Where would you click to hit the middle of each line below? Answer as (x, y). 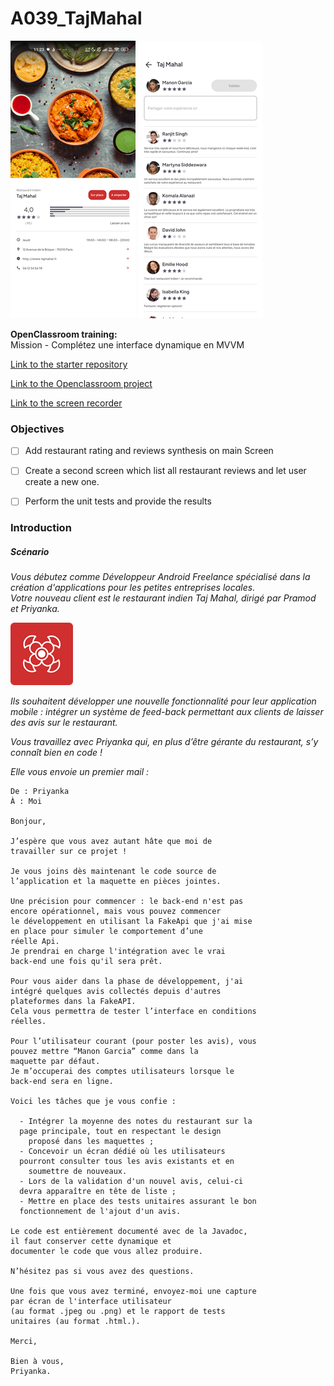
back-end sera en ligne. (62, 1082)
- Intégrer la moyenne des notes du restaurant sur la (136, 1122)
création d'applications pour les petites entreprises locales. (133, 588)
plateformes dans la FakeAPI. (73, 1002)
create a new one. (62, 482)
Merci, (24, 1342)
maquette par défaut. (55, 1062)
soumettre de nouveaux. (78, 1172)
